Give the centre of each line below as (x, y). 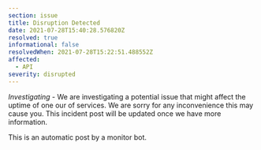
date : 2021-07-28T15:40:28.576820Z (67, 30)
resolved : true (33, 37)
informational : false (44, 45)
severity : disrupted (42, 74)
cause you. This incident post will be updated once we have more (115, 113)
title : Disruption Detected (54, 23)
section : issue (33, 15)
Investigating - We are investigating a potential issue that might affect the (127, 96)
